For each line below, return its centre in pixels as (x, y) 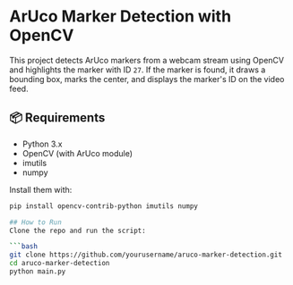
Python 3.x (42, 144)
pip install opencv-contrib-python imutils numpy (104, 206)
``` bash (24, 247)
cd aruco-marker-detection (60, 264)
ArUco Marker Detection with (120, 17)
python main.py (38, 272)
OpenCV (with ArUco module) (77, 153)
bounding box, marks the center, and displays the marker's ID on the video (147, 79)
